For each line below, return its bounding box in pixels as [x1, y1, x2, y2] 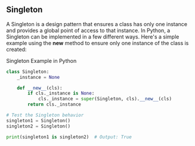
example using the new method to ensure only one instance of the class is [6, 39, 189, 46]
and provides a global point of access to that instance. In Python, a [6, 27, 171, 34]
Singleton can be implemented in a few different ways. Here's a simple [6, 33, 179, 40]
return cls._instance [27, 101, 82, 107]
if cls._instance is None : [27, 90, 95, 97]
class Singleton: [6, 68, 49, 75]
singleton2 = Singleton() [6, 123, 70, 129]
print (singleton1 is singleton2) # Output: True [6, 134, 132, 140]
